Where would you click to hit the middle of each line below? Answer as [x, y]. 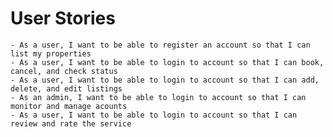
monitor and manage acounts [69, 106]
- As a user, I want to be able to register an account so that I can [160, 45]
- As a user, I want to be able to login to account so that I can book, [167, 62]
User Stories [63, 18]
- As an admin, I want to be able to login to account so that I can [158, 97]
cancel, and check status [64, 71]
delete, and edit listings [66, 88]
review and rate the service [71, 123]
